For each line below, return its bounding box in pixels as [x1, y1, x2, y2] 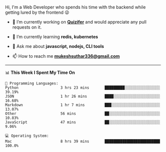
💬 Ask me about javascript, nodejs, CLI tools [12, 43, 104, 49]
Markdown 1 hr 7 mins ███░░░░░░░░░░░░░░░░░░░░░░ [5, 103, 161, 108]
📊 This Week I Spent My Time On [5, 70, 75, 76]
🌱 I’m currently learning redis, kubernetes [12, 34, 98, 39]
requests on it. [12, 24, 42, 30]
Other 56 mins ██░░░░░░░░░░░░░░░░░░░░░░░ [5, 111, 161, 116]
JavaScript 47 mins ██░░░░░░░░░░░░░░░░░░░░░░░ [5, 120, 161, 125]
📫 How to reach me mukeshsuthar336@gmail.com [12, 53, 120, 59]
